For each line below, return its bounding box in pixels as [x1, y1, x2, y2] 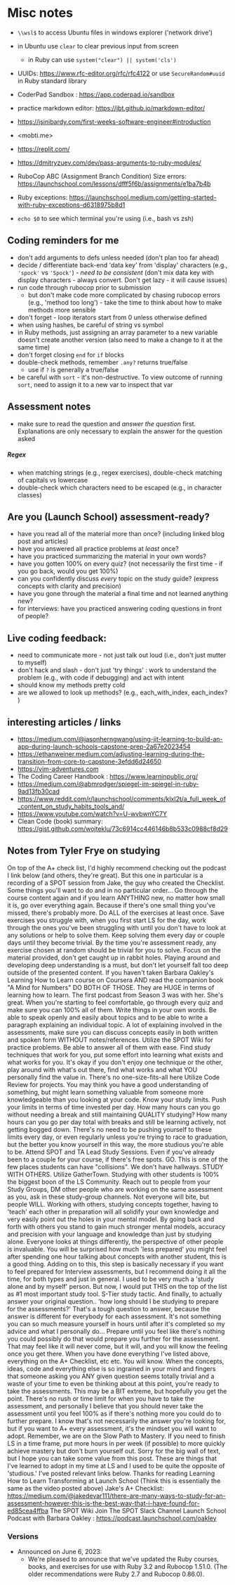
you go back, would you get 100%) [17, 567, 119, 575]
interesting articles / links [7, 716, 121, 728]
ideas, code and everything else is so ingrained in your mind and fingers [7, 1364, 216, 1373]
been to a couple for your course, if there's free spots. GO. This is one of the [7, 1155, 228, 1164]
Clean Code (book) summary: [17, 817, 103, 825]
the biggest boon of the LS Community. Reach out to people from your [7, 1177, 210, 1186]
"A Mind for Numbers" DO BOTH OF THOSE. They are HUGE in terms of [7, 983, 215, 991]
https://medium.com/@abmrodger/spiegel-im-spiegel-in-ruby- [17, 779, 199, 788]
